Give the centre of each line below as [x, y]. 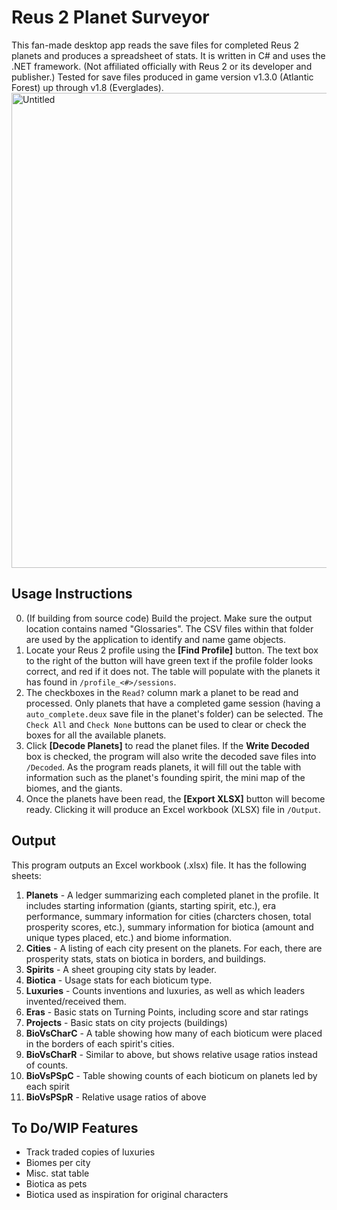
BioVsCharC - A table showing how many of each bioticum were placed [174, 1033]
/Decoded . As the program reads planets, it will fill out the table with [163, 767]
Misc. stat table [57, 1173]
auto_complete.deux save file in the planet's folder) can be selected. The [174, 713]
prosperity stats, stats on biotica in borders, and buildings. [146, 958]
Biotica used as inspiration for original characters [127, 1195]
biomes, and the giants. [74, 788]
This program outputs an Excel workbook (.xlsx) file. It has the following [159, 865]
